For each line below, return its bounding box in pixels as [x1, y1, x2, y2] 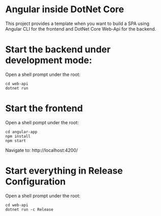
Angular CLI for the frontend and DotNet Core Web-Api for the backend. [5, 25, 156, 32]
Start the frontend [5, 103, 83, 114]
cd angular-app [5, 129, 38, 134]
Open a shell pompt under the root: [5, 119, 79, 125]
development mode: [5, 55, 93, 66]
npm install [5, 133, 31, 139]
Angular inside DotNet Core [5, 4, 124, 15]
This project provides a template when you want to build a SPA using [5, 20, 149, 26]
